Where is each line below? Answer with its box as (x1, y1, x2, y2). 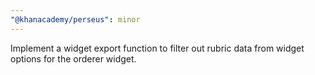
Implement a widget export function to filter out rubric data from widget (10, 42, 305, 54)
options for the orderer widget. (10, 52, 137, 65)
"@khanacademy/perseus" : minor (10, 14, 141, 25)
